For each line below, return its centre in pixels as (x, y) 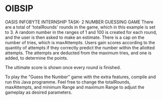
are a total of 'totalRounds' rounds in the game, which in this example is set (80, 27)
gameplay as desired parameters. (39, 92)
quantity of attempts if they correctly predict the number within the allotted (80, 48)
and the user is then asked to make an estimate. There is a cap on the (75, 37)
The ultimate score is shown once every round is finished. (63, 67)
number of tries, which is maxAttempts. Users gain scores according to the (80, 42)
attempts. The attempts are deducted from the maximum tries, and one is (78, 53)
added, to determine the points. (36, 58)
